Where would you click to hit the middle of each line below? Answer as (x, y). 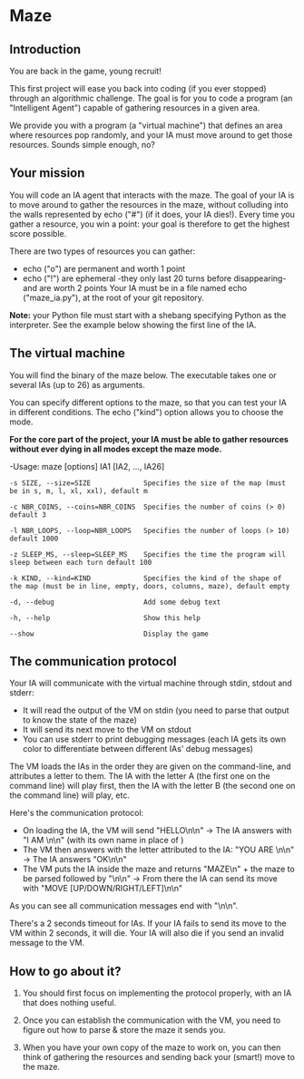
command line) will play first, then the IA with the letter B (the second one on (152, 786)
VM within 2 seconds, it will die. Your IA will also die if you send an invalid (147, 933)
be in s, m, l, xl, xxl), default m (78, 491)
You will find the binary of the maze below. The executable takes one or (143, 375)
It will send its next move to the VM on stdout (107, 730)
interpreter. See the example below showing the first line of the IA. (133, 325)
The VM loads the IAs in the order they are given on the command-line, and (150, 766)
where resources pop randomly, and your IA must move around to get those (151, 135)
